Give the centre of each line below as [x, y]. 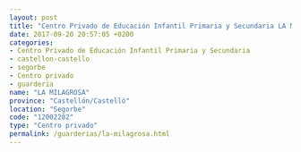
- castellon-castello [50, 59]
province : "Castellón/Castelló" [69, 101]
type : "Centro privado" [54, 126]
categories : [31, 42]
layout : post [34, 17]
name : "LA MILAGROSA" [50, 92]
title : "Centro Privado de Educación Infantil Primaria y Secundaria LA [148, 26]
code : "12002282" [42, 117]
